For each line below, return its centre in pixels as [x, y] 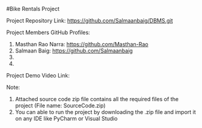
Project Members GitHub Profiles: [48, 32]
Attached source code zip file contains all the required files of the [97, 99]
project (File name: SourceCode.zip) [60, 105]
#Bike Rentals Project [33, 9]
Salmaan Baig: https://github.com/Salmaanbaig [74, 51]
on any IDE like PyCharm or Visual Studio [66, 119]
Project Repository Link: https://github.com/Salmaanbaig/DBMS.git [90, 20]
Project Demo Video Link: [38, 75]
